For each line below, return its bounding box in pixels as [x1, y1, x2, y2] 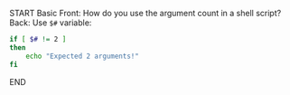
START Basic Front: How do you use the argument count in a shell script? [9, 8, 282, 18]
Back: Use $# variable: [9, 17, 92, 28]
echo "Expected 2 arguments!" [25, 52, 140, 61]
